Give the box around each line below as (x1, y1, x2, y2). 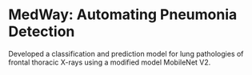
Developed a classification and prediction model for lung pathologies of (8, 49, 244, 58)
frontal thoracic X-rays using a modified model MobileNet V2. (8, 57, 211, 67)
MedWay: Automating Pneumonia (8, 6, 238, 24)
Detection (8, 22, 75, 41)
